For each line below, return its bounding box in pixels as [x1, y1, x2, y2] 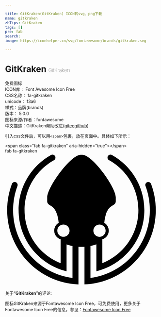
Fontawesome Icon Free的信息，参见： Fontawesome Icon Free [5, 306, 131, 312]
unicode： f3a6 [5, 98, 36, 104]
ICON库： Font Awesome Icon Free [5, 86, 75, 92]
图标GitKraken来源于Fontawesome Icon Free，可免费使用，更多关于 [5, 300, 141, 306]
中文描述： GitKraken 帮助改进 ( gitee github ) [5, 122, 89, 129]
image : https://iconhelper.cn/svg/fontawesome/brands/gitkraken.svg [5, 38, 146, 44]
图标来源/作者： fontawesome [5, 117, 64, 122]
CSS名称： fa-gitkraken [5, 92, 52, 98]
